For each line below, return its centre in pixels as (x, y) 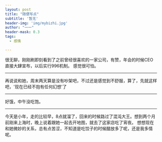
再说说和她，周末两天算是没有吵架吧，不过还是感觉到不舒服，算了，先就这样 (81, 80)
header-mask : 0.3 (22, 32)
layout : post (18, 9)
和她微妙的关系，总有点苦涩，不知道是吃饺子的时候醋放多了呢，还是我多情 (79, 128)
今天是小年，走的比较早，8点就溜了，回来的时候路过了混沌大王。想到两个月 (80, 116)
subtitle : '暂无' (22, 18)
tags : (10, 37)
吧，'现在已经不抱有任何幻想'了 (36, 87)
